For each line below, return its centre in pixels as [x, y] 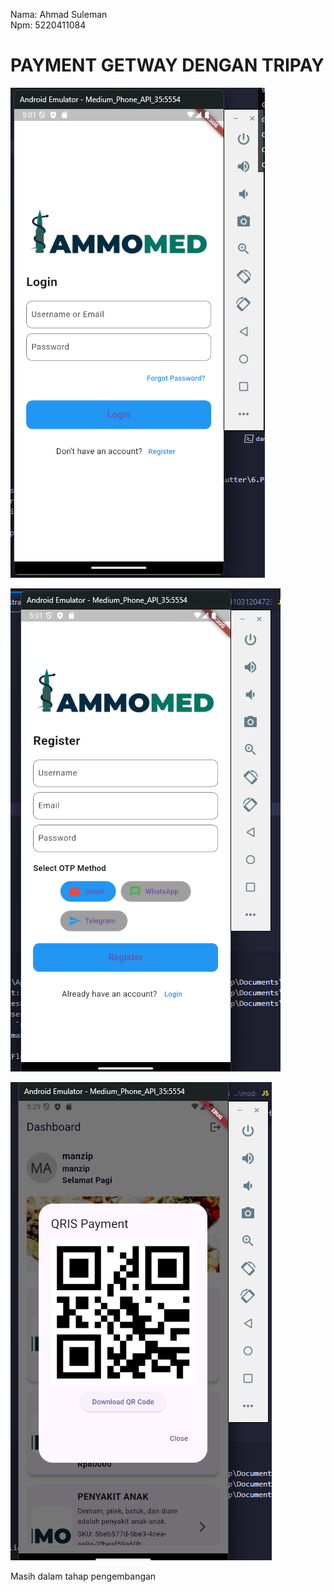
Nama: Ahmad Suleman [59, 14]
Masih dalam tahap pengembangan [83, 1576]
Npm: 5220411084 [48, 25]
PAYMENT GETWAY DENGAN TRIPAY [167, 65]
